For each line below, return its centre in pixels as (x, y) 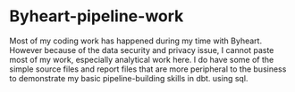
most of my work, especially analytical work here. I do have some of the (142, 59)
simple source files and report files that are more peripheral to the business (148, 69)
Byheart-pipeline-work (97, 16)
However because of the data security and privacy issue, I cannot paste (142, 50)
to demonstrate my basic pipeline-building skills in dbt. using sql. (129, 78)
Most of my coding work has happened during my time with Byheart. (135, 41)
